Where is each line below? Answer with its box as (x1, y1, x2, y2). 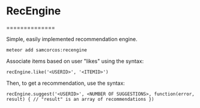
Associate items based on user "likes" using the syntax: (6, 57, 144, 64)
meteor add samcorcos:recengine (6, 47, 87, 53)
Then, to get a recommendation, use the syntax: (6, 79, 125, 87)
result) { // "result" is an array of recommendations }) (6, 96, 154, 102)
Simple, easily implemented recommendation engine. (6, 35, 138, 42)
